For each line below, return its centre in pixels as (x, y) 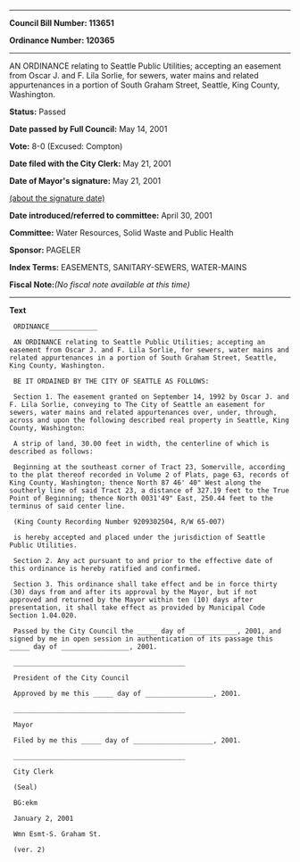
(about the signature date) (57, 198)
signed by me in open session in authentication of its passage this (142, 639)
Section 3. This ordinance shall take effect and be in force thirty (145, 584)
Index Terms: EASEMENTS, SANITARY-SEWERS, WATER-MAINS (128, 267)
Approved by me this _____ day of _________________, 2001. (127, 693)
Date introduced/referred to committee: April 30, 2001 (111, 215)
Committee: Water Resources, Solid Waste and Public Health (121, 232)
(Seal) (25, 787)
